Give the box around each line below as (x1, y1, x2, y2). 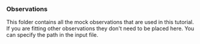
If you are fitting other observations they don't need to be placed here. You (6, 25, 195, 32)
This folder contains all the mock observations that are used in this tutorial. (6, 19, 194, 26)
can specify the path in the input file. (6, 31, 99, 39)
